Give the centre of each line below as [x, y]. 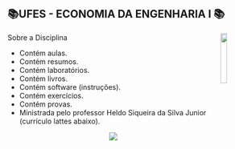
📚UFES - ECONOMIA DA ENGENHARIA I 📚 [116, 14]
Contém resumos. [49, 61]
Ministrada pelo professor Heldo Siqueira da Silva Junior [113, 112]
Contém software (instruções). [70, 87]
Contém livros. [43, 79]
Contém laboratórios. [54, 70]
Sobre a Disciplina [37, 37]
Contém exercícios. [51, 95]
